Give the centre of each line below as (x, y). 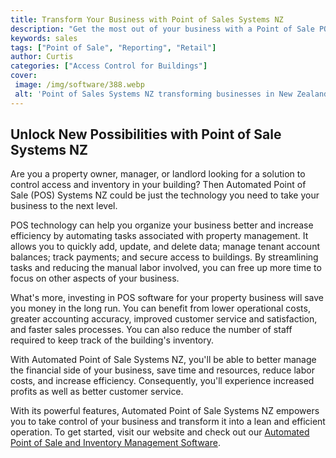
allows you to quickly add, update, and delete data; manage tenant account (165, 247)
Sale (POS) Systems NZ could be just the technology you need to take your (165, 195)
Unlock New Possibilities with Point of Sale (146, 134)
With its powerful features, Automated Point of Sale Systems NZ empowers (165, 411)
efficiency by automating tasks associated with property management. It (159, 236)
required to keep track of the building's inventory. (112, 340)
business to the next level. (64, 206)
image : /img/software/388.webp (79, 85)
